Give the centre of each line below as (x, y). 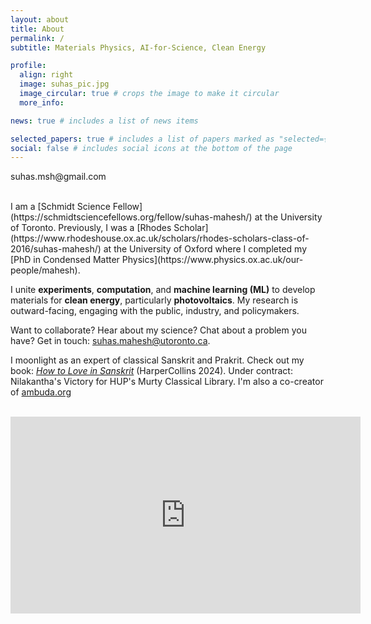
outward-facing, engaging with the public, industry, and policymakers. (155, 311)
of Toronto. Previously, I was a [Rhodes (91, 228)
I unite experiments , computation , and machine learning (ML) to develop (163, 290)
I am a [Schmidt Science (60, 207)
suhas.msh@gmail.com (58, 177)
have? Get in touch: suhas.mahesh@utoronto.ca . (110, 341)
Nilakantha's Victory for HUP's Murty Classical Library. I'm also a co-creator (167, 382)
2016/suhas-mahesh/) (56, 249)
